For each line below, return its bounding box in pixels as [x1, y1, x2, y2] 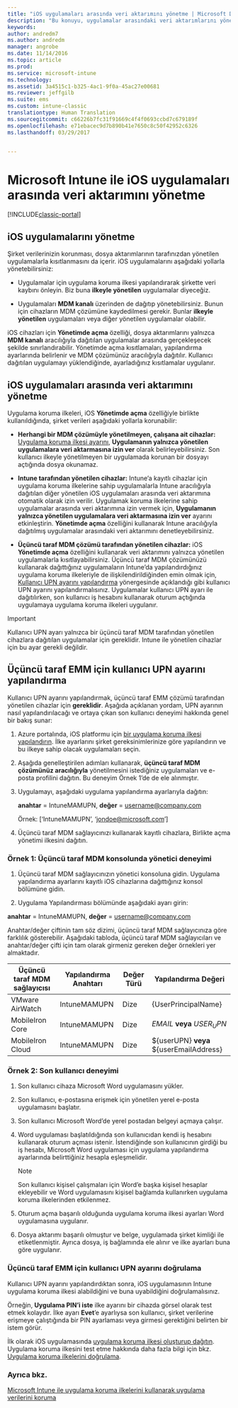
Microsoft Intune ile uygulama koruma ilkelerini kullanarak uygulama [7, 1385, 205, 1394]
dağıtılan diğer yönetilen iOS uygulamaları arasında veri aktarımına [17, 489, 211, 497]
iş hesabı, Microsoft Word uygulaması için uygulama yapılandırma [17, 1145, 209, 1154]
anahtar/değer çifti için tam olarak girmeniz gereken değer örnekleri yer [7, 941, 216, 950]
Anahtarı [72, 979, 103, 989]
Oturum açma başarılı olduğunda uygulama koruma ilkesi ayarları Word [17, 1209, 225, 1218]
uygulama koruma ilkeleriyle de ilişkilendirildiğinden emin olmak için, [17, 570, 217, 579]
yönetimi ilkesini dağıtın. [17, 836, 89, 844]
